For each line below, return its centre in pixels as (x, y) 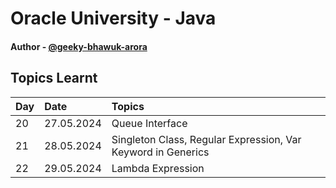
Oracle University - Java (113, 18)
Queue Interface (149, 123)
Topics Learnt (54, 78)
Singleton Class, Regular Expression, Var (206, 139)
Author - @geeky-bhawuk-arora (79, 46)
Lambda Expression (158, 168)
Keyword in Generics (160, 152)
